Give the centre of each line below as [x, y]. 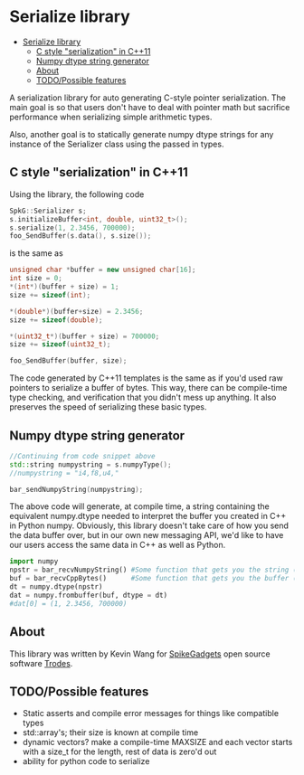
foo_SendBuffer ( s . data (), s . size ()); [81, 236]
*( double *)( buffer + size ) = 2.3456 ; [76, 311]
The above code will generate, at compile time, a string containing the [139, 506]
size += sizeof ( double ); [56, 320]
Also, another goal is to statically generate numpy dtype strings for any [142, 134]
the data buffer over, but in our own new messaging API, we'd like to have [147, 535]
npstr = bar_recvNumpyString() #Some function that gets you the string [149, 570]
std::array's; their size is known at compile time [110, 732]
